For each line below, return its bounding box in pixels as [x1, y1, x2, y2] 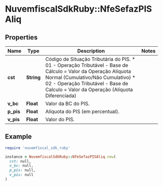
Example [5, 132, 32, 141]
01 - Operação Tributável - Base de [45, 62, 129, 69]
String [26, 74, 41, 81]
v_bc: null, [9, 163, 34, 168]
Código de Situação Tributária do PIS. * [45, 56, 135, 62]
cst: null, [9, 159, 32, 164]
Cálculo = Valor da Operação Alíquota [45, 68, 131, 74]
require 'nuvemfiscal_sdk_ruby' [5, 145, 70, 150]
